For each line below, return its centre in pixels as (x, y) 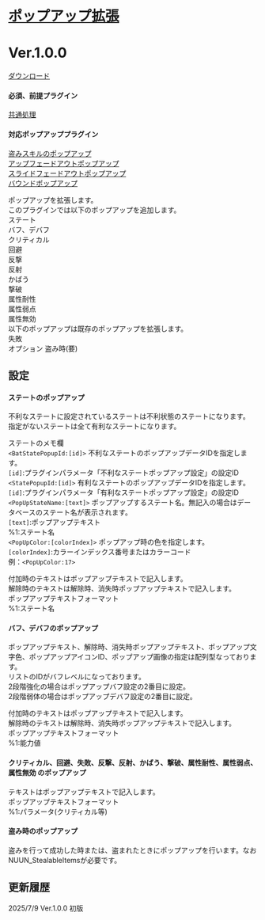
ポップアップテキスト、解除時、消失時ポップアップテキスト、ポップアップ (129, 647)
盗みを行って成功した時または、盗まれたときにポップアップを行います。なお (132, 850)
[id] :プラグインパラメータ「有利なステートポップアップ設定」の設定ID (124, 492)
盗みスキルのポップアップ (50, 153)
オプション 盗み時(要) (43, 348)
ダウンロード (29, 76)
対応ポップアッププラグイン (53, 134)
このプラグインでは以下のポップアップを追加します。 (95, 210)
